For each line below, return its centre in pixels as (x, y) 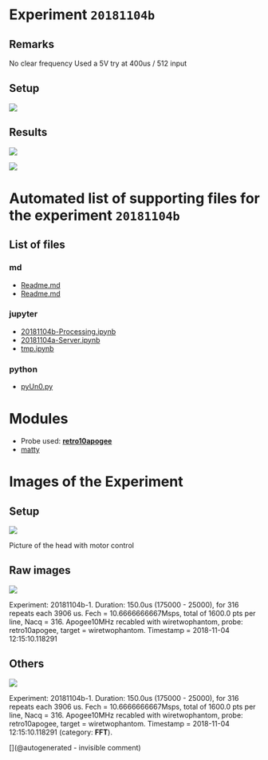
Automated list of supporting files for (134, 198)
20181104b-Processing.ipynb (68, 331)
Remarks (32, 44)
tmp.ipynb (37, 348)
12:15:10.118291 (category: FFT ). (61, 732)
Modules (39, 419)
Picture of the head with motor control (72, 546)
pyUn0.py (37, 387)
